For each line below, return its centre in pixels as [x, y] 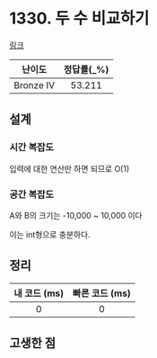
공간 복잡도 [32, 194]
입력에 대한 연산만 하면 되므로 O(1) [70, 168]
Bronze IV [35, 85]
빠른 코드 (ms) [102, 293]
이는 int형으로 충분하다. [50, 234]
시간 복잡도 [32, 148]
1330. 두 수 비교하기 [79, 18]
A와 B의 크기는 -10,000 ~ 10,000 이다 [76, 215]
